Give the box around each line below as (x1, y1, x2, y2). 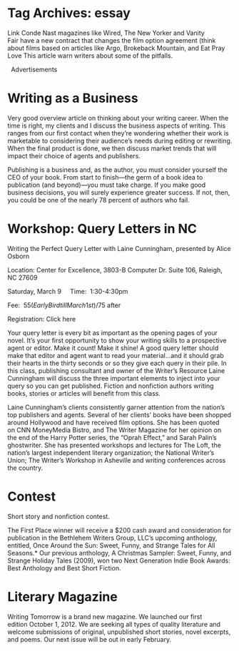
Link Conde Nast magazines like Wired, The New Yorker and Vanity (7, 29, 205, 37)
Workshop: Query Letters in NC (7, 221, 198, 237)
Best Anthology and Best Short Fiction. (7, 563, 121, 572)
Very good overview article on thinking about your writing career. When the (7, 113, 229, 122)
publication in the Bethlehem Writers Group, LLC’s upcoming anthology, (7, 533, 218, 542)
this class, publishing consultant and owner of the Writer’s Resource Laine (7, 366, 225, 375)
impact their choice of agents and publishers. (7, 151, 141, 160)
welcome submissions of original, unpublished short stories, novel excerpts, (7, 627, 231, 636)
